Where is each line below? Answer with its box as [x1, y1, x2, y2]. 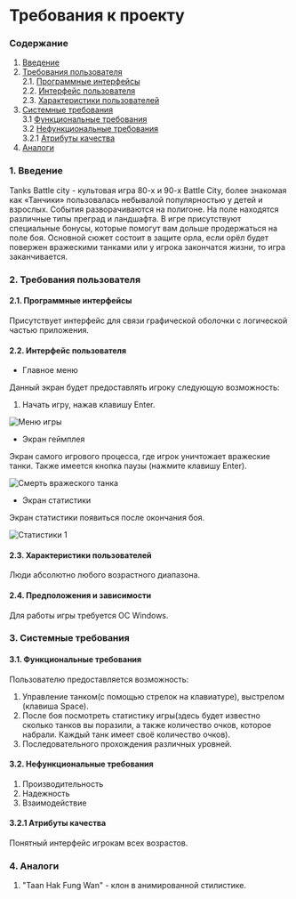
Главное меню [21, 365, 78, 376]
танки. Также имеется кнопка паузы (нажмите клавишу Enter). [9, 460, 247, 472]
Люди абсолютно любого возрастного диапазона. [9, 570, 201, 580]
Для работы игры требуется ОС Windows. [9, 610, 169, 620]
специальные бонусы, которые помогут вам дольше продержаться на [9, 223, 278, 233]
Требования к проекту [9, 5, 185, 26]
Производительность [21, 778, 104, 789]
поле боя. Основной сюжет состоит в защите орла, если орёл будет [9, 232, 269, 243]
